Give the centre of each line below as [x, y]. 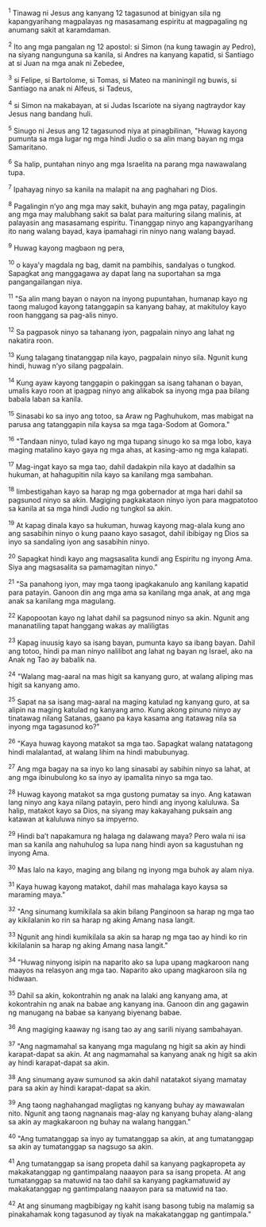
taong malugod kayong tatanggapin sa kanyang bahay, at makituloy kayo [127, 307]
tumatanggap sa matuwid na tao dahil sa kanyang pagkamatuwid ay [120, 1180]
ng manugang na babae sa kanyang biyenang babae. [95, 1012]
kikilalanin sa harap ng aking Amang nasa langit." [88, 945]
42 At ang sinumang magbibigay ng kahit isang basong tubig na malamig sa [131, 1205]
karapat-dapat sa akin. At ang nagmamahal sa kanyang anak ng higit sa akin [133, 1054]
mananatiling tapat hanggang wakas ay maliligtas [89, 626]
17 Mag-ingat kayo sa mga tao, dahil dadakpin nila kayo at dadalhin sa [122, 466]
